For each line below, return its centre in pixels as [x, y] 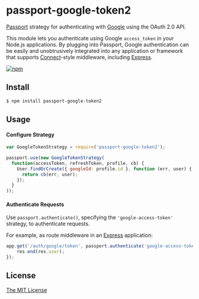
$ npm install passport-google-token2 [54, 101]
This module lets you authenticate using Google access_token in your [90, 38]
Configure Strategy [31, 135]
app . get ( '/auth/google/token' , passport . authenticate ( [75, 246]
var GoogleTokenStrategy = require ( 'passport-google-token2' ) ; [86, 147]
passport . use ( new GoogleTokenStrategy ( [55, 158]
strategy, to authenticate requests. [48, 224]
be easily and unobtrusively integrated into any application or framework [95, 50]
